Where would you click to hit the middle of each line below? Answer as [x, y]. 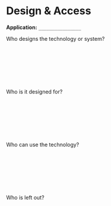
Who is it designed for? [34, 91]
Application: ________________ [44, 27]
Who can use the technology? [43, 144]
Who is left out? [25, 197]
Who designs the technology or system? [56, 38]
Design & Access [49, 11]
